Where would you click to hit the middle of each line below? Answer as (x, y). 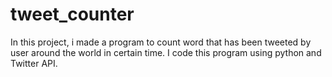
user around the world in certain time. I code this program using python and (166, 52)
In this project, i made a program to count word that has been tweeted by (161, 42)
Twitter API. (34, 63)
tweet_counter (72, 14)
